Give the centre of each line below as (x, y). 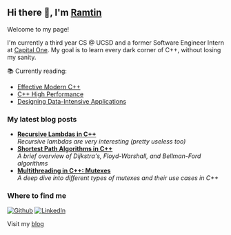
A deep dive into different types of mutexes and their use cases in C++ (118, 178)
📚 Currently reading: (37, 71)
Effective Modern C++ (49, 87)
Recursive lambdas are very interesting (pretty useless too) (101, 142)
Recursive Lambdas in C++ (57, 134)
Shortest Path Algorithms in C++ (65, 149)
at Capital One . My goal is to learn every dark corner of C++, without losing (114, 49)
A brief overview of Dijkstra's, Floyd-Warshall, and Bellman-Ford (109, 156)
